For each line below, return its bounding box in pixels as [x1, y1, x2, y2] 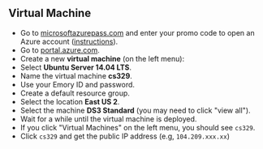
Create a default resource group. [19, 88, 130, 98]
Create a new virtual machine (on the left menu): [19, 53, 185, 63]
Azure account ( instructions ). [19, 36, 119, 46]
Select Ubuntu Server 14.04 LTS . [19, 62, 132, 72]
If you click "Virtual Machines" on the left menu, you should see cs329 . [19, 122, 256, 132]
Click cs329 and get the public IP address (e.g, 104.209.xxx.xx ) [19, 131, 230, 141]
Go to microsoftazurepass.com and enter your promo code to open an [19, 28, 255, 37]
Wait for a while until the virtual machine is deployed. [19, 113, 197, 124]
